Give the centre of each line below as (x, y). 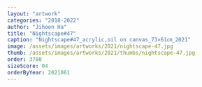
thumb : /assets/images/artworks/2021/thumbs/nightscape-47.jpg (101, 53)
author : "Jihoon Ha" (37, 27)
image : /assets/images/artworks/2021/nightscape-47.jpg (90, 46)
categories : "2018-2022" (43, 20)
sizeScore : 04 (28, 66)
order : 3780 (24, 60)
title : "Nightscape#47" (42, 33)
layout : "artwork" (34, 14)
